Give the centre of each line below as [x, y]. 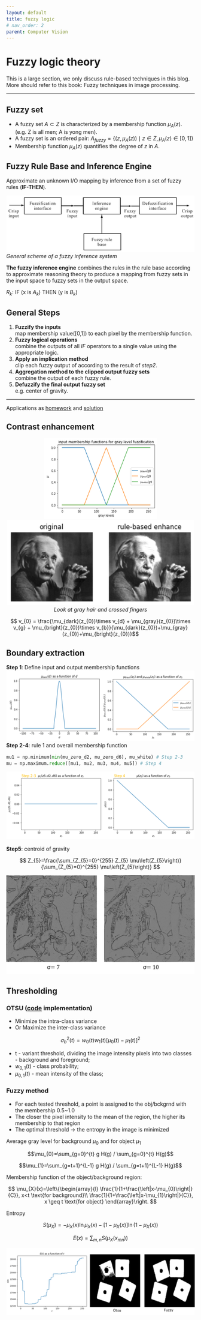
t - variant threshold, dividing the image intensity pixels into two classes [103, 1053]
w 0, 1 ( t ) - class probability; [47, 1067]
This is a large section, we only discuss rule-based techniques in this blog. [98, 79]
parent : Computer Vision [37, 32]
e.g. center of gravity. [42, 391]
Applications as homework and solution [55, 408]
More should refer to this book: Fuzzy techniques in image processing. [93, 85]
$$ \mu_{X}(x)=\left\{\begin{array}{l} [53, 1189]
